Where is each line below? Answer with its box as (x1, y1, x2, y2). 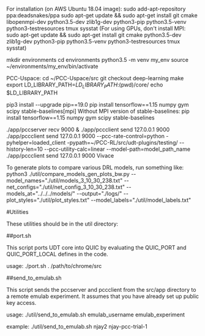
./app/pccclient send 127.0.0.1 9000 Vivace (6, 151, 114, 159)
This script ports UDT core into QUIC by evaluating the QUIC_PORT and (6, 243, 187, 251)
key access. (6, 299, 37, 306)
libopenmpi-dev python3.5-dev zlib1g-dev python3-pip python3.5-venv (6, 18, 187, 25)
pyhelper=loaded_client (6, 139, 66, 146)
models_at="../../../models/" (6, 189, 75, 197)
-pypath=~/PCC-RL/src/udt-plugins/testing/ (67, 139, 179, 146)
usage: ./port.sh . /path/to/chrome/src (6, 262, 102, 269)
